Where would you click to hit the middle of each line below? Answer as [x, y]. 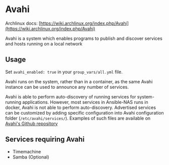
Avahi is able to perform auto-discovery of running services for [71, 96]
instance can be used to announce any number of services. [67, 87]
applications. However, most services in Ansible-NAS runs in [85, 102]
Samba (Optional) [31, 157]
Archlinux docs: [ [23, 23]
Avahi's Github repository [32, 123]
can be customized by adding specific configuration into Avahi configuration [84, 113]
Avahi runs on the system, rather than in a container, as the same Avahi [79, 81]
